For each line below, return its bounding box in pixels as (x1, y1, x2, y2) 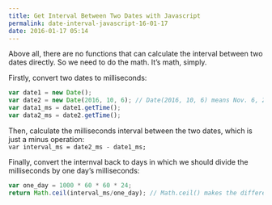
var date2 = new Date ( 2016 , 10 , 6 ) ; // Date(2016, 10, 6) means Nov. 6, (8, 96, 259, 105)
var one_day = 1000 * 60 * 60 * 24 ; (8, 181, 132, 190)
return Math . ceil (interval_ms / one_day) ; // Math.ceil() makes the (8, 189, 237, 197)
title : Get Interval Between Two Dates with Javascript (8, 11, 201, 20)
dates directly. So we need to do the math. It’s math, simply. (8, 57, 207, 67)
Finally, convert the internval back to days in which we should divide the (8, 157, 249, 166)
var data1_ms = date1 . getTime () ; (8, 104, 121, 112)
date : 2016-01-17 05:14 (8, 27, 89, 35)
